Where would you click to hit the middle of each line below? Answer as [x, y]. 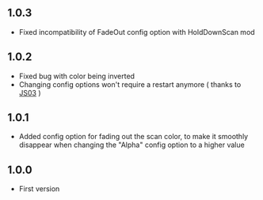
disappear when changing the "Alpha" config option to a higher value [131, 145]
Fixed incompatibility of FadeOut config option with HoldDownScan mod [137, 32]
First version [39, 189]
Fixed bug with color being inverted [77, 76]
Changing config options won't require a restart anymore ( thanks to [130, 84]
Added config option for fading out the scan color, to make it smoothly [133, 137]
